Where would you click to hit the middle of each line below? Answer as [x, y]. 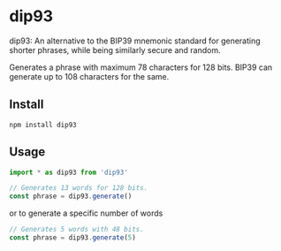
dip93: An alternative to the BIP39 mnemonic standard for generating [135, 41]
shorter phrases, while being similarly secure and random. [115, 49]
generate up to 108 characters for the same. [89, 76]
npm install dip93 [43, 125]
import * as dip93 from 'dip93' [68, 172]
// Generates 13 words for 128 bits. [79, 188]
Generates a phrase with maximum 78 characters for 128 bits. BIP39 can [141, 67]
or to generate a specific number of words [86, 213]
